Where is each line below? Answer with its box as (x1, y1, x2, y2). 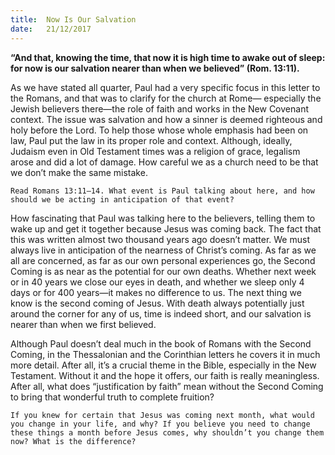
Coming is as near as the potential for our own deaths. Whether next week (10, 265, 317, 277)
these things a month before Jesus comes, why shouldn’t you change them (10, 427, 325, 438)
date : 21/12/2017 (10, 24, 92, 34)
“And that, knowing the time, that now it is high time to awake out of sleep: (10, 51, 326, 63)
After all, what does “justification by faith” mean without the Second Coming (10, 380, 324, 392)
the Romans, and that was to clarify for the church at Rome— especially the (10, 92, 322, 104)
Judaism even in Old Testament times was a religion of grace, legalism (10, 145, 301, 157)
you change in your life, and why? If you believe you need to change (10, 419, 311, 429)
